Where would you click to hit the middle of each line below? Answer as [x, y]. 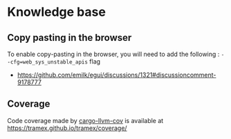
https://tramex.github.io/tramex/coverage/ [67, 128]
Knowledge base [56, 12]
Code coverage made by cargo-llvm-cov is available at [85, 120]
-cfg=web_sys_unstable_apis [48, 62]
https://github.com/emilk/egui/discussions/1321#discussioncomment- [117, 75]
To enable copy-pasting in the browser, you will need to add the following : [113, 54]
